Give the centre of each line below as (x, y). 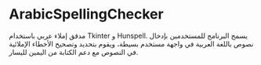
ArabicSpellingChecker (86, 14)
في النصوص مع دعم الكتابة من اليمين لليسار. (74, 52)
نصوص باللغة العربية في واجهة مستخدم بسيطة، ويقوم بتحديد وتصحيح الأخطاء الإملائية (131, 43)
